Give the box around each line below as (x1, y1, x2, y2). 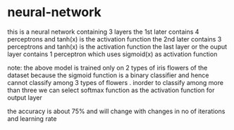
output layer (7, 93, 42, 102)
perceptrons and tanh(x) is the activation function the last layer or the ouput (7, 42, 228, 51)
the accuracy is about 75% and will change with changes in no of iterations (7, 107, 226, 115)
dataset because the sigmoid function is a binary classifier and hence (7, 71, 209, 79)
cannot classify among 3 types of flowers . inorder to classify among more (7, 78, 224, 86)
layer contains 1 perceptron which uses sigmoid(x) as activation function (7, 50, 218, 58)
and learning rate (7, 114, 57, 123)
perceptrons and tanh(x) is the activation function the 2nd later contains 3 (7, 34, 222, 43)
